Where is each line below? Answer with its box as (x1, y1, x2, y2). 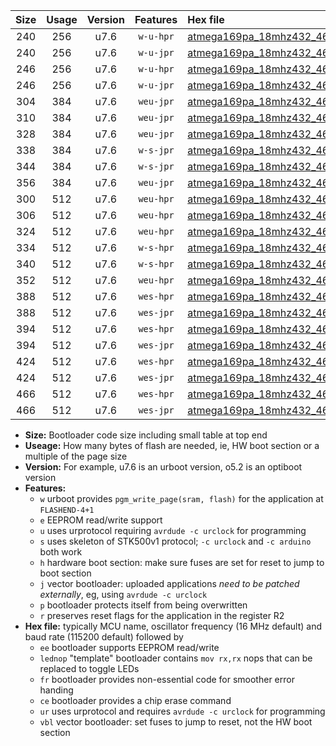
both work (39, 546, 83, 558)
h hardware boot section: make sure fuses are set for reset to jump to (39, 557, 325, 568)
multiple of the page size (24, 450, 128, 462)
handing (39, 684, 74, 696)
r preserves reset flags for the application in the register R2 (39, 610, 285, 621)
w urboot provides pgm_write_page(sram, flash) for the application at (39, 493, 324, 504)
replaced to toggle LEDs (39, 663, 140, 674)
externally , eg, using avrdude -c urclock (39, 589, 208, 600)
